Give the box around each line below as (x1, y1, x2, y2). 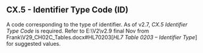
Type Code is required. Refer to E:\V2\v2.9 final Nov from (6, 27, 150, 34)
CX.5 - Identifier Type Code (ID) (6, 5, 129, 15)
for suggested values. (6, 40, 61, 47)
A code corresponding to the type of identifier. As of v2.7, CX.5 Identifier (6, 20, 188, 28)
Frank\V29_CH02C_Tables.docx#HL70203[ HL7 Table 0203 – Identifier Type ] (6, 33, 198, 41)
